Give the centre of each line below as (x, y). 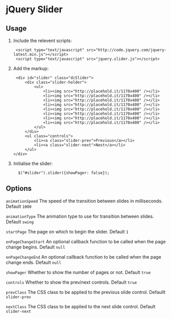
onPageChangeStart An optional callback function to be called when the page (86, 241)
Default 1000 (19, 206)
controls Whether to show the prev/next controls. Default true (71, 282)
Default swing (20, 222)
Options (19, 189)
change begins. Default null (35, 247)
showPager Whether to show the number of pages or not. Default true (78, 272)
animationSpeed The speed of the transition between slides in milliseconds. (84, 201)
